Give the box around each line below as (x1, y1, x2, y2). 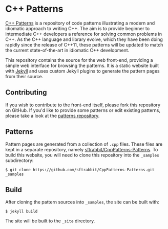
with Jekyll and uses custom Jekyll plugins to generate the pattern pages (5, 67, 160, 74)
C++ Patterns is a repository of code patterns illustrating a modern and (5, 20, 155, 26)
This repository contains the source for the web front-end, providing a (5, 57, 153, 63)
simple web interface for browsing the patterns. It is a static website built (5, 62, 159, 68)
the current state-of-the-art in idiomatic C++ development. (5, 47, 130, 53)
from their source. (5, 73, 44, 79)
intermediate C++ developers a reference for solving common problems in (5, 31, 162, 37)
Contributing (5, 88, 47, 97)
